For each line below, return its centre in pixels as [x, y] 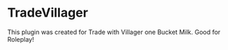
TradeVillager [48, 13]
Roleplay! [21, 39]
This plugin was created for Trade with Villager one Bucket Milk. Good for [114, 32]
